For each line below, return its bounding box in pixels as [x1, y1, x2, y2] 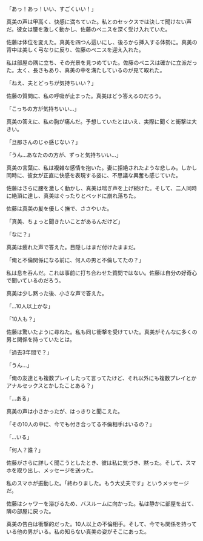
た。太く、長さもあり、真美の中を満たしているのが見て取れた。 [6, 67, 165, 74]
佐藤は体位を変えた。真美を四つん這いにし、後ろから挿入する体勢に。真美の [6, 39, 198, 45]
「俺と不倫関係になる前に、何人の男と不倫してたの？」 [6, 257, 144, 263]
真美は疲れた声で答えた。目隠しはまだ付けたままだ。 [6, 244, 139, 251]
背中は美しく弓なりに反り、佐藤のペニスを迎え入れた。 [6, 46, 144, 53]
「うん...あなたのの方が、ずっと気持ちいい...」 [6, 151, 122, 159]
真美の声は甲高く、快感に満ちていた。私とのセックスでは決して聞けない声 [6, 18, 192, 25]
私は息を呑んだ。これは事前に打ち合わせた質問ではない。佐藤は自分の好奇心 [6, 269, 198, 277]
